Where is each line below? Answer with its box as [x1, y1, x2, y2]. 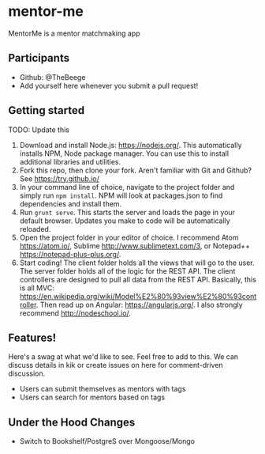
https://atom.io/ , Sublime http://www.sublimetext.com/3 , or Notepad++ [19, 240, 251, 251]
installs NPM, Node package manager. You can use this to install [19, 149, 230, 158]
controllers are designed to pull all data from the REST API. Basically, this [19, 274, 256, 284]
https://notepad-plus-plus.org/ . [19, 249, 121, 259]
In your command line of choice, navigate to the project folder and [19, 182, 235, 191]
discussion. [8, 369, 46, 378]
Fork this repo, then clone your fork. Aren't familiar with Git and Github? [19, 165, 252, 175]
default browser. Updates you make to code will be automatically [19, 216, 230, 225]
